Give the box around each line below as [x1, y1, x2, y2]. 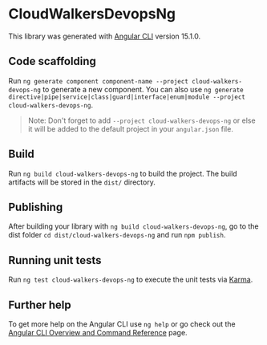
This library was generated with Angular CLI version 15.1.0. [8, 31, 201, 41]
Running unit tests [8, 254, 102, 267]
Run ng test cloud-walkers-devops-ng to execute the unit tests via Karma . [8, 274, 253, 285]
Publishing [8, 200, 63, 213]
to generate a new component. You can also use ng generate [42, 84, 244, 94]
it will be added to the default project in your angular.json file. [27, 124, 234, 133]
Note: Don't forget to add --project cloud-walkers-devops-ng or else [27, 116, 256, 125]
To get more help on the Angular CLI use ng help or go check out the [8, 319, 236, 329]
